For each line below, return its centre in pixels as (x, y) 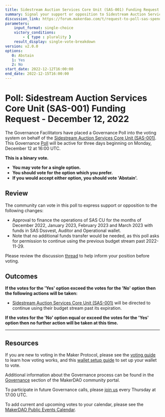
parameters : (17, 23)
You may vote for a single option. (46, 167)
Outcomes (21, 276)
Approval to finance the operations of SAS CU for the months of (77, 220)
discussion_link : (23, 19)
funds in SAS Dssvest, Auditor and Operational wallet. (67, 230)
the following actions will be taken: (41, 293)
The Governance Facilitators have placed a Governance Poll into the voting (81, 132)
